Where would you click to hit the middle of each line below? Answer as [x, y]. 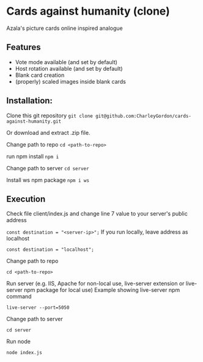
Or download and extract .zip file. [48, 132]
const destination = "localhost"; [50, 250]
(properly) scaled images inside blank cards [71, 81]
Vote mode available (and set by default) [66, 62]
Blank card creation [40, 75]
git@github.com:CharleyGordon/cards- [143, 116]
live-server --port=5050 [38, 308]
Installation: [30, 101]
